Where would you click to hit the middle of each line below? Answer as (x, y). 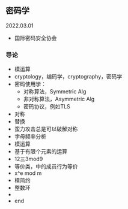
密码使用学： (30, 84)
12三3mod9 (29, 159)
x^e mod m (28, 173)
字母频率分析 (30, 137)
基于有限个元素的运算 (41, 152)
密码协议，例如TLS (47, 107)
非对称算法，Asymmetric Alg (59, 99)
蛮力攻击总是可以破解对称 (46, 129)
